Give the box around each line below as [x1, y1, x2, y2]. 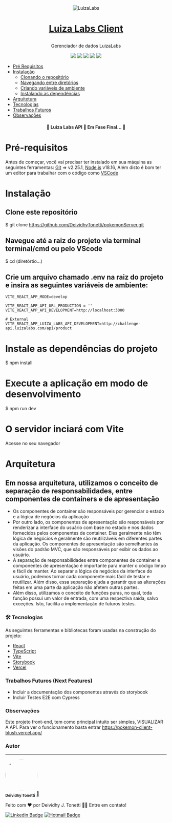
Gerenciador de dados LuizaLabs [51, 43, 121, 49]
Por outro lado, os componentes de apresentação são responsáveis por [12, 519, 164, 525]
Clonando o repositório [20, 74, 69, 80]
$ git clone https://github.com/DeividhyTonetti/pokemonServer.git [5, 221, 144, 227]
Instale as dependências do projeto [5, 343, 158, 354]
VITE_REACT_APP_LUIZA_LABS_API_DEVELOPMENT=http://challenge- [5, 321, 141, 327]
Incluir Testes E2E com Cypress [12, 694, 80, 701]
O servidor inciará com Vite [5, 424, 124, 435]
